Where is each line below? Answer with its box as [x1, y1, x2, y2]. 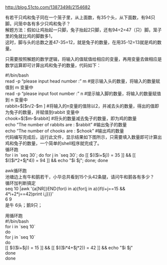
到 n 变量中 [5, 97, 28, 102]
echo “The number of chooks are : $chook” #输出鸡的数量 [5, 128, 124, 134]
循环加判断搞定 [5, 180, 36, 186]
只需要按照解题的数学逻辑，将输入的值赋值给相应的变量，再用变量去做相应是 [5, 56, 162, 62]
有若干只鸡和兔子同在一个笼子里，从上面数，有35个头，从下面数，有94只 [5, 14, 156, 20]
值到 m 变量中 [5, 85, 34, 90]
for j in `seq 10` [5, 234, 36, 240]
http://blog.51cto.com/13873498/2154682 [5, 4, 90, 10]
